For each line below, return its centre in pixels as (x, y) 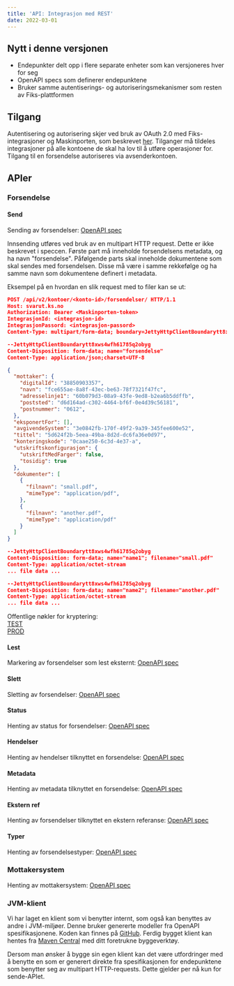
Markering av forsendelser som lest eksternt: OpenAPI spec (93, 663)
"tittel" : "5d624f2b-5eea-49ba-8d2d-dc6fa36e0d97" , (90, 435)
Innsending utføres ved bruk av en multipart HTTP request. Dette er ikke (111, 243)
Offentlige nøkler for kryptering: (53, 617)
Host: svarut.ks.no (36, 306)
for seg (28, 73)
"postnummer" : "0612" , (53, 409)
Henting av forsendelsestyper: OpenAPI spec (72, 852)
